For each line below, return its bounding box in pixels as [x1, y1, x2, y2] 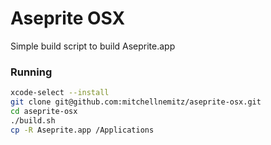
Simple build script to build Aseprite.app [10, 40, 176, 52]
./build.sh [10, 115, 56, 126]
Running [10, 65, 53, 79]
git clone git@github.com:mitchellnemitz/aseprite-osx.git [10, 97, 262, 107]
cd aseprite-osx [10, 106, 78, 116]
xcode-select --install [10, 88, 110, 98]
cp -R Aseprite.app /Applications [10, 125, 155, 135]
